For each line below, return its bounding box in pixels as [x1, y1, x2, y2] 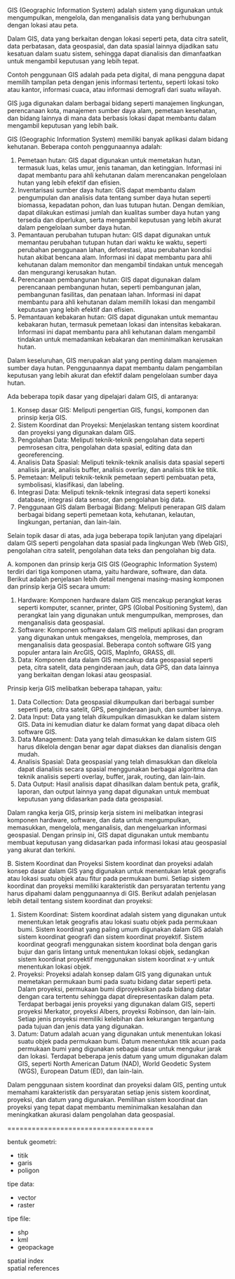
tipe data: [7, 1180, 35, 1188]
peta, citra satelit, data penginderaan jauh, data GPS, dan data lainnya [17, 663, 220, 671]
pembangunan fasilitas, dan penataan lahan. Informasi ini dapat [17, 291, 201, 299]
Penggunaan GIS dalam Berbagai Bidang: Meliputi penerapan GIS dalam [17, 503, 226, 511]
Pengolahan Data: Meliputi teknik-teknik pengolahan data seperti [17, 435, 205, 444]
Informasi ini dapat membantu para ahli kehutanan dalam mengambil [17, 328, 216, 336]
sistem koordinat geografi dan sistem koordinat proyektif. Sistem [17, 933, 204, 940]
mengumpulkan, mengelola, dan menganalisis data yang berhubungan [7, 13, 211, 22]
